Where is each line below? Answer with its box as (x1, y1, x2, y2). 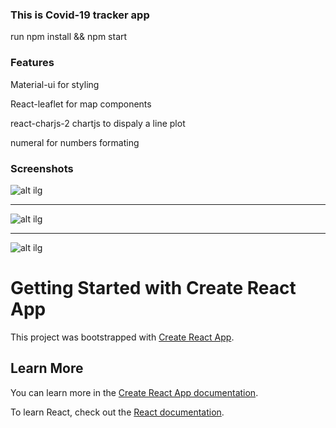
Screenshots (10, 161, 74, 175)
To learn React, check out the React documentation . (10, 406, 225, 418)
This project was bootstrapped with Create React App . (10, 331, 235, 343)
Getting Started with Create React (10, 277, 297, 300)
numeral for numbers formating (10, 136, 140, 148)
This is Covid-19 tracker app (10, 8, 150, 22)
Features (10, 56, 55, 70)
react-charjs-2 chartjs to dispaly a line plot (10, 117, 186, 129)
